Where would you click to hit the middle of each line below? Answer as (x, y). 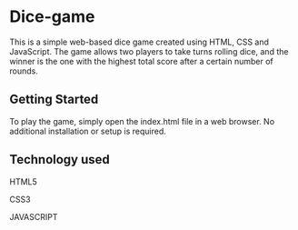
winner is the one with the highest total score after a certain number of (142, 61)
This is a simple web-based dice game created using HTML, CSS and (139, 42)
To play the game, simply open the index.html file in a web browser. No (142, 121)
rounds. (24, 71)
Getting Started (54, 100)
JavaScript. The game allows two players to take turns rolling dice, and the (149, 51)
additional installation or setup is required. (88, 131)
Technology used (60, 160)
